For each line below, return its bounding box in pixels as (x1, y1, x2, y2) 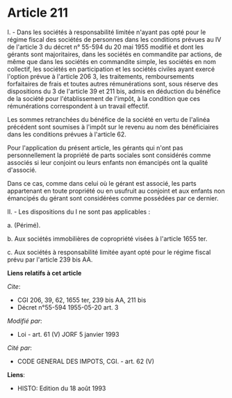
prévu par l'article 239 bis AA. (7, 255, 93, 264)
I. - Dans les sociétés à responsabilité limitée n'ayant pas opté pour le (7, 28, 206, 36)
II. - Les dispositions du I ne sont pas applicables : (7, 207, 151, 216)
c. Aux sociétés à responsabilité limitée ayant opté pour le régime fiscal (7, 248, 211, 256)
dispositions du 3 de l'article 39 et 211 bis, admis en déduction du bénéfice (7, 87, 221, 95)
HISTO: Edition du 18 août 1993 (17, 384, 106, 392)
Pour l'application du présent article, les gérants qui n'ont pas (7, 143, 183, 152)
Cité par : (7, 343, 33, 352)
